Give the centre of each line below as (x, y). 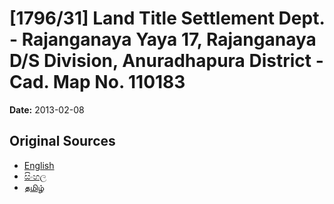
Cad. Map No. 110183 (97, 82)
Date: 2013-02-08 (47, 109)
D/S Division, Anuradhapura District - (166, 61)
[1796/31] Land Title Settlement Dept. (167, 18)
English (39, 165)
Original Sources (62, 141)
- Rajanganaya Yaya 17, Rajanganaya (163, 39)
